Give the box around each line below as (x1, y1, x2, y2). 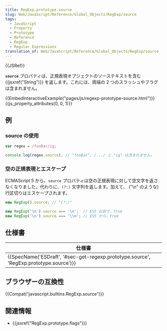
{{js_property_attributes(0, (5, 100, 59, 106)
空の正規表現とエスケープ (5, 165, 66, 172)
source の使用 (5, 132, 39, 139)
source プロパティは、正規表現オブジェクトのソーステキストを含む (5, 73, 141, 79)
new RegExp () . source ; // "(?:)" (5, 200, 72, 205)
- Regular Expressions (9, 44, 57, 49)
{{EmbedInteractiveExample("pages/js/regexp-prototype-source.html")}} (5, 95, 155, 101)
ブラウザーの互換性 (5, 278, 64, 286)
